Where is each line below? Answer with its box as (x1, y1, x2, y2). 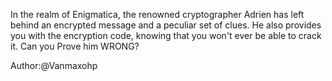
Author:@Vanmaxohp (10, 60, 98, 71)
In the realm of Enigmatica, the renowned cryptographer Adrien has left (10, 9, 305, 20)
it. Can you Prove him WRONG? (10, 40, 140, 52)
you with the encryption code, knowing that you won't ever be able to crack (10, 30, 322, 41)
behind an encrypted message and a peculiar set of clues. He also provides (10, 19, 322, 31)
